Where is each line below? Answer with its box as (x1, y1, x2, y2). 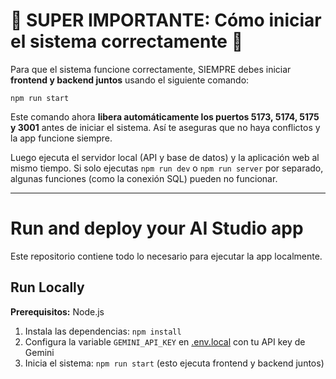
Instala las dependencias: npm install (24, 325, 182, 337)
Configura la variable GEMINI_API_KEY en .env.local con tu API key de (24, 335, 306, 348)
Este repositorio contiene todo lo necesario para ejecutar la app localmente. (10, 250, 323, 262)
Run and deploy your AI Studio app (10, 217, 304, 240)
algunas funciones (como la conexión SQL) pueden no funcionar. (10, 172, 278, 184)
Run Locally (10, 279, 85, 296)
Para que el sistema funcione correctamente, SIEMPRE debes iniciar (10, 63, 292, 75)
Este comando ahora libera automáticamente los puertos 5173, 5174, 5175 (10, 110, 320, 123)
